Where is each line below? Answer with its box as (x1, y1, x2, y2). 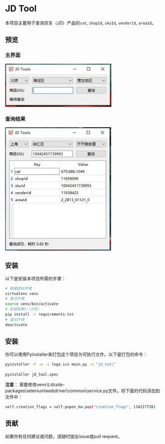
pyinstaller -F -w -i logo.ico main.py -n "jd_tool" (5, 362, 116, 367)
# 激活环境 (5, 296, 25, 301)
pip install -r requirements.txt (5, 312, 74, 317)
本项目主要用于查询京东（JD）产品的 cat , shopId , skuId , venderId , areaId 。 (5, 20, 157, 26)
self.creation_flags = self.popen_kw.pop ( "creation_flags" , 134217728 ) (5, 405, 156, 409)
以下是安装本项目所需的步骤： (5, 275, 66, 281)
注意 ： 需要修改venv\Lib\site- (5, 382, 65, 388)
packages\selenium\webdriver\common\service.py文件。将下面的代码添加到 (5, 388, 161, 394)
